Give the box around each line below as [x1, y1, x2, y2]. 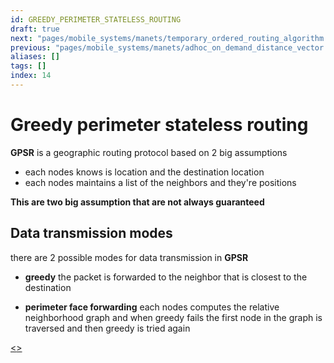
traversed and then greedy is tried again [24, 322, 191, 334]
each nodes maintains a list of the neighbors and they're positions [24, 176, 297, 188]
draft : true [10, 24, 60, 34]
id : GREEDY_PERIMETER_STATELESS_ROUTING [10, 14, 182, 25]
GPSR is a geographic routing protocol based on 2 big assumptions [10, 146, 288, 158]
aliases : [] [10, 52, 60, 62]
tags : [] [10, 61, 47, 71]
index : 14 [10, 71, 52, 81]
